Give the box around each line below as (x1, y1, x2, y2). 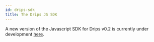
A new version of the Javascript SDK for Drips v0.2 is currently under (5, 25, 149, 31)
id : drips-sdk (5, 7, 35, 12)
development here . (5, 31, 44, 37)
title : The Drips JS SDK (5, 12, 57, 17)
